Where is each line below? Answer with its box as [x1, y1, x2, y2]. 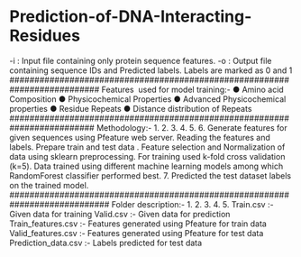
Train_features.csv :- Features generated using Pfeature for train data [9, 218, 268, 229]
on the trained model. [9, 179, 89, 190]
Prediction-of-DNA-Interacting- [9, 6, 252, 27]
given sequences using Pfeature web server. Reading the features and [9, 132, 270, 142]
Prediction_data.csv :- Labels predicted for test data [9, 237, 203, 248]
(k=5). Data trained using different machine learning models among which [9, 161, 284, 171]
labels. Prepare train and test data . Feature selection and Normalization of [9, 142, 286, 152]
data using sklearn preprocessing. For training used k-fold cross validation [9, 151, 286, 161]
